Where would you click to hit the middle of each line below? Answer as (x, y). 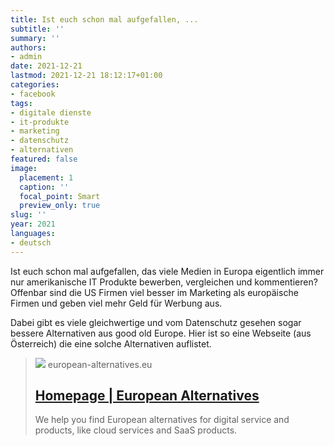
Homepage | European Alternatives (147, 396)
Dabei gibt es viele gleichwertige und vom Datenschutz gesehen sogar (156, 322)
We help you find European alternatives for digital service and (162, 420)
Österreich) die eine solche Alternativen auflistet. (111, 343)
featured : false (44, 159)
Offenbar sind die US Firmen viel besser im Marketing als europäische (154, 292)
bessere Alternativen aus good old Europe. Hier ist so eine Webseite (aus (161, 333)
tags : (21, 103)
